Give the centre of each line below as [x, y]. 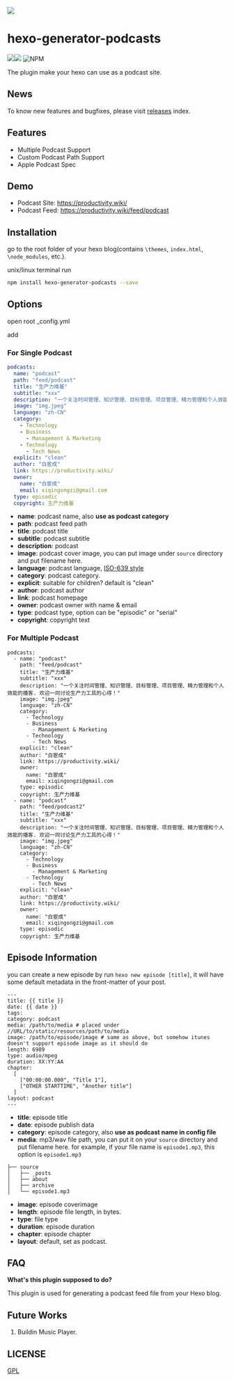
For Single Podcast [40, 352]
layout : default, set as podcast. [62, 1241]
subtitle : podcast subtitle [54, 538]
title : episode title [42, 1117]
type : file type [38, 1219]
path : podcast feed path [52, 524]
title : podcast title [42, 531]
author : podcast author [51, 591]
